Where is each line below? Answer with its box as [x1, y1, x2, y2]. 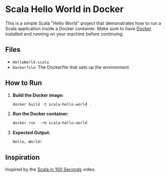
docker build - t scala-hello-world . [12, 102, 92, 107]
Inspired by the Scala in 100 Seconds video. [5, 166, 96, 172]
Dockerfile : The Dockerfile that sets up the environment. [12, 64, 131, 70]
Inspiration [5, 153, 40, 161]
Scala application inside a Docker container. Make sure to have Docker [5, 25, 152, 31]
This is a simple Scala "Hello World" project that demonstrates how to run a [5, 20, 161, 26]
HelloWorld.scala [12, 59, 49, 65]
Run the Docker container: [12, 111, 69, 117]
